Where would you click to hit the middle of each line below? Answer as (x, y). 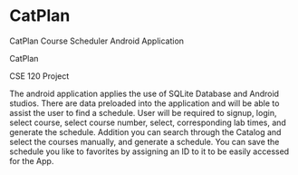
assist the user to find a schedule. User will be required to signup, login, (143, 112)
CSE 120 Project (39, 76)
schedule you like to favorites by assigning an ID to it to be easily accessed (149, 151)
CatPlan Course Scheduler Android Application (96, 41)
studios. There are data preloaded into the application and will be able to (144, 103)
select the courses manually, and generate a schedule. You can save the (144, 141)
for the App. (32, 160)
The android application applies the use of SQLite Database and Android (144, 93)
